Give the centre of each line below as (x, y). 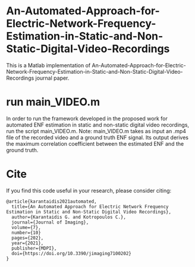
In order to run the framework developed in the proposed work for (87, 118)
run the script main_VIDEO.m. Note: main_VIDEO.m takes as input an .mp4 (96, 131)
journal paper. (52, 78)
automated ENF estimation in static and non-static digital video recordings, (97, 125)
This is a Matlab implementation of (48, 65)
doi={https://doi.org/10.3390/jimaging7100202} (72, 253)
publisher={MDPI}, (34, 248)
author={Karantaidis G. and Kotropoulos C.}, (69, 217)
